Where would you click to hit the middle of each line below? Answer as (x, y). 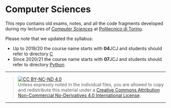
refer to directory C (33, 54)
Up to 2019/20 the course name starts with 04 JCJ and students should (87, 48)
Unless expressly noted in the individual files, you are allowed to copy (91, 84)
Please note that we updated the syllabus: (49, 39)
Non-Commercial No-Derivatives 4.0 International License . (79, 95)
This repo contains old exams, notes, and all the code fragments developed (84, 23)
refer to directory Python (38, 64)
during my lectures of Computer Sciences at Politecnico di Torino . (74, 28)
